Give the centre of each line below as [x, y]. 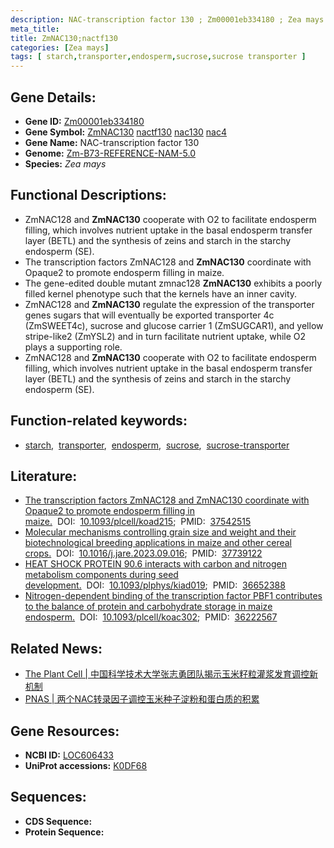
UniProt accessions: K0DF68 [86, 765]
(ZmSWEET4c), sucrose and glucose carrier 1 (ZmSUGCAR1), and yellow [174, 325]
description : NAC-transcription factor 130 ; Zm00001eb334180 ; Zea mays [167, 19]
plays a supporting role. [73, 347]
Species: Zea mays [65, 163]
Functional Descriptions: [88, 195]
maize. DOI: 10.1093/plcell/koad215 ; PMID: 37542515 [138, 522]
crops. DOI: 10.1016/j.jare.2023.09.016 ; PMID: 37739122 [143, 553]
